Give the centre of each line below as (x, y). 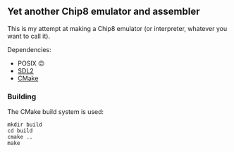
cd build (20, 131)
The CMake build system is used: (56, 112)
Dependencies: (29, 49)
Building (22, 96)
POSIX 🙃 (31, 63)
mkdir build (25, 125)
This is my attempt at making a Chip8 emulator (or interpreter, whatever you (117, 28)
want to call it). (29, 36)
